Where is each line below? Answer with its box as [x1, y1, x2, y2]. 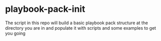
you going [5, 30, 26, 36]
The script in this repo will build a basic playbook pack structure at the [5, 20, 148, 26]
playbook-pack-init [5, 3, 85, 15]
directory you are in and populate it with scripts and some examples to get [5, 25, 157, 31]
